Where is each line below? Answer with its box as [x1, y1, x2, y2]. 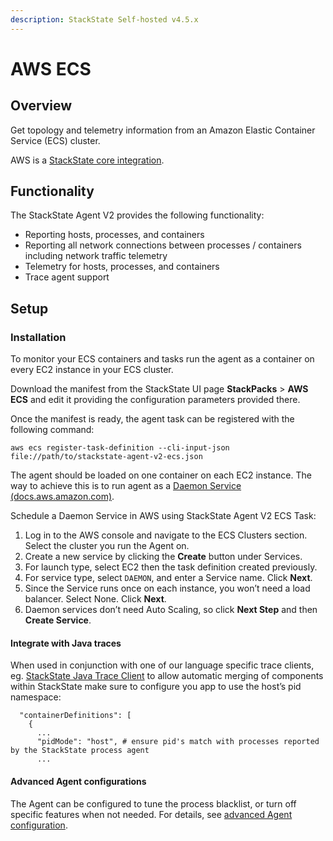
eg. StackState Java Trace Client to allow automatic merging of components [10, 670, 324, 682]
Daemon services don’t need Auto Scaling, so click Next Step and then [24, 604, 318, 616]
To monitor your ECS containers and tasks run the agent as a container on [10, 353, 315, 365]
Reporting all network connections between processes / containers [24, 239, 302, 251]
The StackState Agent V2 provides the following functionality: [10, 209, 265, 221]
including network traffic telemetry [24, 250, 168, 262]
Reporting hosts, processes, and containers [24, 229, 205, 241]
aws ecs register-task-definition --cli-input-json [10, 443, 230, 453]
